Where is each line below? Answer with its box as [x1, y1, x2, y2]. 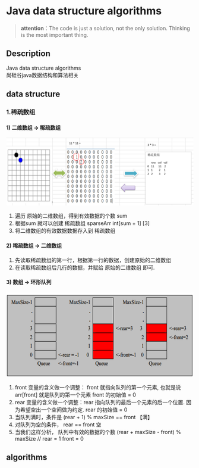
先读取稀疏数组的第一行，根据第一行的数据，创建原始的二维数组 [14, 256, 171, 263]
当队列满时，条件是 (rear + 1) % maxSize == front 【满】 [14, 413, 153, 420]
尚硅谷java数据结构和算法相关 [6, 71, 79, 79]
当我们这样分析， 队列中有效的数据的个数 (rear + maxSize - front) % [14, 428, 181, 435]
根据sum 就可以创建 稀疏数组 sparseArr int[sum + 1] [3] [14, 220, 150, 227]
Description [6, 49, 50, 59]
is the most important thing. [20, 31, 89, 38]
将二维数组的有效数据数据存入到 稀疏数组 [14, 227, 116, 235]
